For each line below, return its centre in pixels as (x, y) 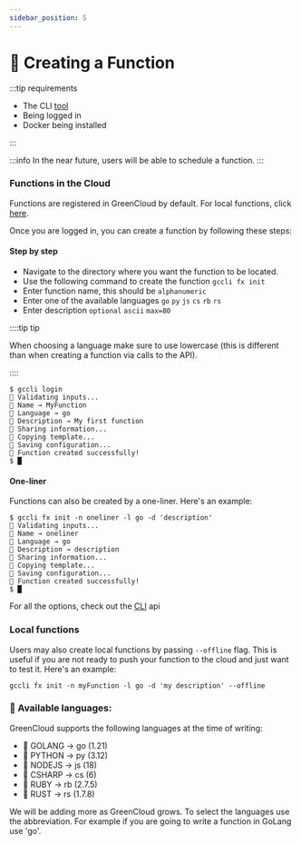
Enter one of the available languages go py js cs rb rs (122, 301)
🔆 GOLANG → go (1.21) (65, 745)
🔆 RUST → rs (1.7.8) (58, 794)
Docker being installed (64, 124)
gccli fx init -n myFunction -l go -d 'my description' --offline (137, 686)
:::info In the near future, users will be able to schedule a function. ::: (137, 160)
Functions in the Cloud (60, 184)
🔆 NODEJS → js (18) (60, 765)
